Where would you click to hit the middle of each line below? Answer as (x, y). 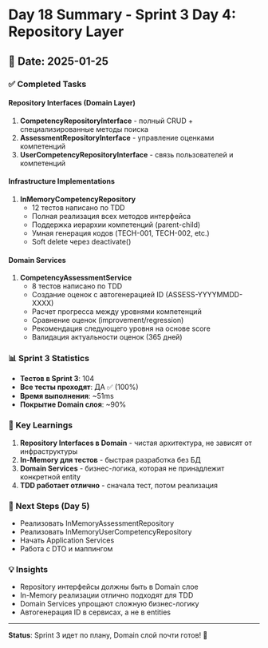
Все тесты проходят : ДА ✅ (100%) (79, 387)
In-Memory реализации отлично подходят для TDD (106, 595)
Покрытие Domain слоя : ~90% (73, 404)
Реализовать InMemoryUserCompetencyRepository (106, 532)
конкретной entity (50, 476)
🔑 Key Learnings (41, 425)
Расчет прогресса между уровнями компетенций (116, 312)
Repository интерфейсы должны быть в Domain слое (109, 587)
